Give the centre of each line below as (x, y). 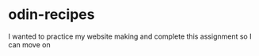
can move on (29, 44)
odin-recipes (51, 15)
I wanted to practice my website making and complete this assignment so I (130, 36)
